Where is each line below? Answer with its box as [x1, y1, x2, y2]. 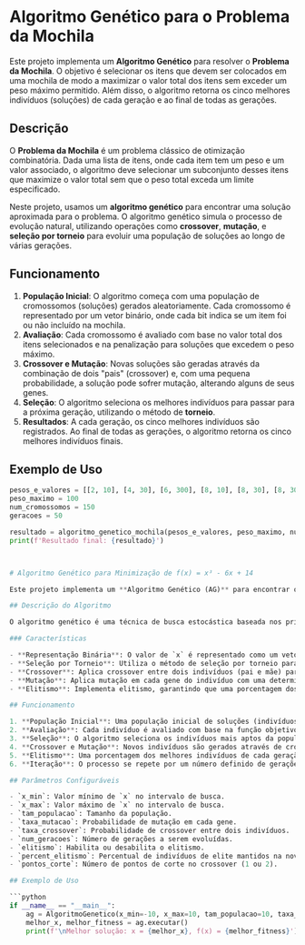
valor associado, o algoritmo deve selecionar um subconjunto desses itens [9, 164, 289, 175]
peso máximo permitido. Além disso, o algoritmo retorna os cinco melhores [9, 85, 290, 96]
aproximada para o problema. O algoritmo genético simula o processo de [9, 211, 283, 222]
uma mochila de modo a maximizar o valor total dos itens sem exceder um [9, 75, 288, 85]
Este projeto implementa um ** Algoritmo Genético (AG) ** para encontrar [9, 585, 290, 594]
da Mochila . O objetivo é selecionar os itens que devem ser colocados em [9, 65, 288, 76]
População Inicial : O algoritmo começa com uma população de [22, 290, 261, 301]
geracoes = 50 [9, 511, 64, 520]
